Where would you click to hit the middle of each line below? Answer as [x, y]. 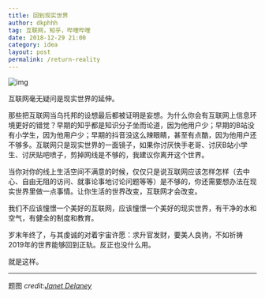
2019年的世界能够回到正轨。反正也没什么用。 [82, 244]
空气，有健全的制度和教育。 [53, 217]
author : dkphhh [33, 23]
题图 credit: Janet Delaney [50, 285]
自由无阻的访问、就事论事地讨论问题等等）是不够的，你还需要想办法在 [136, 181]
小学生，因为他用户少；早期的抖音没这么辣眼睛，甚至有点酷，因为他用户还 [136, 134]
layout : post [30, 52]
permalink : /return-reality [54, 60]
